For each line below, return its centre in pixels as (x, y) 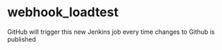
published (22, 39)
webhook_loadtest (63, 12)
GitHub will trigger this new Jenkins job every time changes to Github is (111, 32)
